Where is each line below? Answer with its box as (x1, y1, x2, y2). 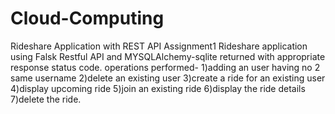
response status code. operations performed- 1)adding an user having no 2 (10, 61, 321, 73)
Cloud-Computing (10, 7, 165, 30)
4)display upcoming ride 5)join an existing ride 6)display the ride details (10, 82, 306, 94)
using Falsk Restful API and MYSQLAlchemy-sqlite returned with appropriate (10, 50, 326, 62)
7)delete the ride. (10, 93, 82, 105)
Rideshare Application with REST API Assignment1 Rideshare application (10, 40, 308, 52)
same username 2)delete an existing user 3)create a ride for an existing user (10, 72, 326, 84)
